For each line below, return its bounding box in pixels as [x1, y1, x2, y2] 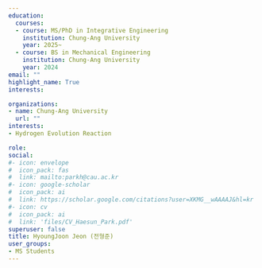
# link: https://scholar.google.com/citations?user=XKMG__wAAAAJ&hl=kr [8, 196, 254, 204]
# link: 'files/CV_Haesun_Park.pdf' [8, 218, 133, 226]
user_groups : [8, 240, 52, 248]
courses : [15, 19, 44, 27]
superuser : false [8, 225, 66, 233]
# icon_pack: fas [8, 166, 69, 174]
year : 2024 [22, 64, 59, 72]
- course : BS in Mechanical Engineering [15, 49, 151, 56]
